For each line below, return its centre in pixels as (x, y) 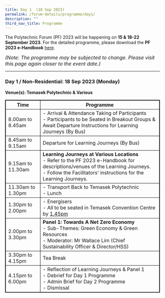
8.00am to (20, 119)
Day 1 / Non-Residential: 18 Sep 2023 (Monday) (63, 81)
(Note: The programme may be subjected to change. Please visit (80, 58)
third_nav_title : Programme (34, 23)
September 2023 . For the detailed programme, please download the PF (78, 43)
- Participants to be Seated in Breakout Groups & (99, 119)
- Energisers (57, 201)
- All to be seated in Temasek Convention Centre (99, 208)
